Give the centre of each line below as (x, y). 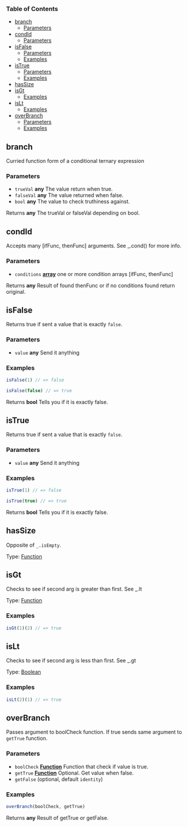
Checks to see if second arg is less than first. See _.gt (71, 661)
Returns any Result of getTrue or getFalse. (57, 818)
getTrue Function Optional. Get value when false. (74, 773)
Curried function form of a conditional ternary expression (75, 161)
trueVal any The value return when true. (63, 189)
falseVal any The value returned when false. (69, 195)
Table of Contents (32, 9)
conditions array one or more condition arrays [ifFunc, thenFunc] (94, 274)
